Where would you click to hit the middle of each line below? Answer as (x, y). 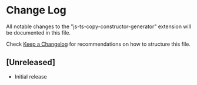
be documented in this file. (39, 32)
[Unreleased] (31, 62)
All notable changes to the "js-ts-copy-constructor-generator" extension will (99, 26)
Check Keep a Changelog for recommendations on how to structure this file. (98, 44)
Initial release (31, 76)
